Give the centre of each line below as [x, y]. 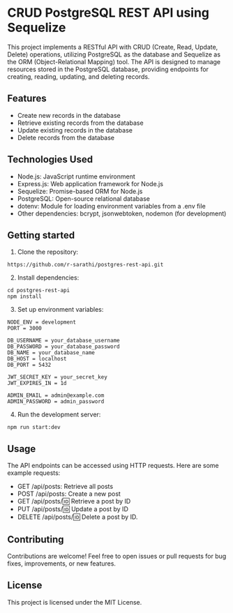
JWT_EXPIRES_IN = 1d [37, 384]
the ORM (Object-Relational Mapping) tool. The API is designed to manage [114, 61]
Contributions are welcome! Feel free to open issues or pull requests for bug [117, 556]
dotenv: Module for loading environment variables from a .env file [111, 206]
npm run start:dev [34, 427]
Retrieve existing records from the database [81, 123]
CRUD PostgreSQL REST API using [108, 13]
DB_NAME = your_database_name [51, 353]
